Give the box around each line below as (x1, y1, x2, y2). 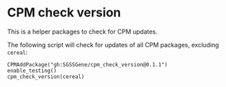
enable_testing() (7, 67, 57, 74)
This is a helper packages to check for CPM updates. (7, 27, 158, 36)
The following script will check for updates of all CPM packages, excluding (7, 40, 219, 49)
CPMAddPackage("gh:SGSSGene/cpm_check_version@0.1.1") (7, 61, 168, 68)
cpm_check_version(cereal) (7, 73, 85, 80)
